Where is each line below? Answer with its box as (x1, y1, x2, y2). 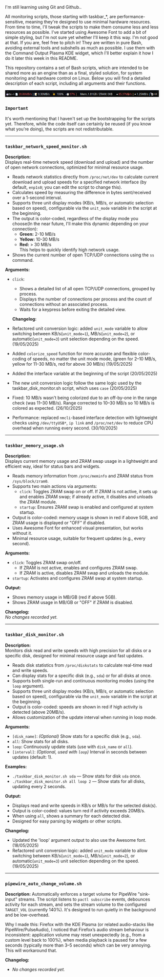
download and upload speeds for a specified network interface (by (12, 179, 147, 185)
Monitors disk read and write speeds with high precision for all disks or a (5, 647, 151, 653)
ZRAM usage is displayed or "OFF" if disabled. (12, 520, 106, 526)
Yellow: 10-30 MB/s (19, 236, 60, 242)
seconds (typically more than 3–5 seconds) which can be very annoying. (5, 942, 151, 948)
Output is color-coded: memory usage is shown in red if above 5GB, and (12, 515, 158, 521)
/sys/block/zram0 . (12, 478, 49, 484)
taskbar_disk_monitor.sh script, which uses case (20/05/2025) (12, 385, 138, 391)
